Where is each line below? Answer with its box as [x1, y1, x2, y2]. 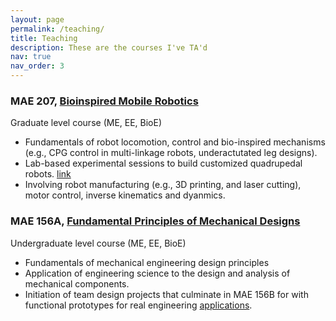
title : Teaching [10, 33, 78, 43]
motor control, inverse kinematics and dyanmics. [24, 189, 226, 201]
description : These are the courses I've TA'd [10, 42, 208, 53]
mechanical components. [24, 277, 130, 290]
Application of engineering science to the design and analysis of [24, 267, 291, 279]
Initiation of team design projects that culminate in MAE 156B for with [24, 288, 309, 300]
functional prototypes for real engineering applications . [24, 299, 253, 311]
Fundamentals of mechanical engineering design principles [24, 256, 270, 268]
